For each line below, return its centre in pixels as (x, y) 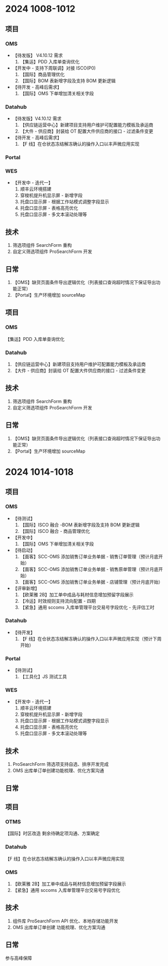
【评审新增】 (26, 588)
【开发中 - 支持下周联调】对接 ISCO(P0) (54, 68)
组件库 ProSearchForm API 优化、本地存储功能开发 (65, 921)
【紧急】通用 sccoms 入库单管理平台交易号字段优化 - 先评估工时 (87, 607)
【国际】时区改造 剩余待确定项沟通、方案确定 (52, 833)
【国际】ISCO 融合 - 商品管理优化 (55, 531)
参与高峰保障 (18, 958)
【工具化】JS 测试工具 (44, 677)
